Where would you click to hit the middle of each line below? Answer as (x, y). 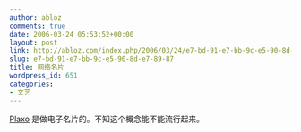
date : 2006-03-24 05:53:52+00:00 (72, 34)
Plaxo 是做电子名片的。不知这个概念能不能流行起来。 (107, 119)
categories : (31, 84)
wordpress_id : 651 (43, 76)
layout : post (34, 42)
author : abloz (36, 17)
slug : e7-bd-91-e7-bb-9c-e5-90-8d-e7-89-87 (92, 59)
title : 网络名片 (37, 68)
